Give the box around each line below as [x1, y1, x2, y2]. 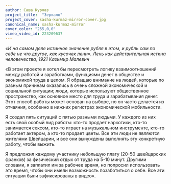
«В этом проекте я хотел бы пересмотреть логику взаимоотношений [5, 66, 157, 72]
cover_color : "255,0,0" [5, 27, 56, 32]
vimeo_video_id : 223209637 [5, 31, 63, 36]
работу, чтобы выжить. [5, 141, 56, 147]
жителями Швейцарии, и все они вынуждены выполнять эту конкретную [5, 136, 165, 142]
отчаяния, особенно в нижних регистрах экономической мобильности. [5, 104, 162, 110]
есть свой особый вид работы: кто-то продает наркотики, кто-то [5, 120, 147, 125]
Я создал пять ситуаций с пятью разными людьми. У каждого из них [5, 114, 156, 120]
